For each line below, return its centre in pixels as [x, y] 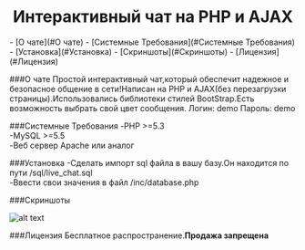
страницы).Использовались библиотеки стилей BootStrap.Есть [132, 99]
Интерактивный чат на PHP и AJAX [153, 17]
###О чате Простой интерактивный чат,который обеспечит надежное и [149, 78]
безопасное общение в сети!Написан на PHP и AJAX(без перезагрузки [148, 89]
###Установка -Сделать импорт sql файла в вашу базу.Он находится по [149, 162]
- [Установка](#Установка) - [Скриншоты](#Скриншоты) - [122, 51]
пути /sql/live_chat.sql [51, 172]
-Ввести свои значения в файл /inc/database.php [104, 182]
